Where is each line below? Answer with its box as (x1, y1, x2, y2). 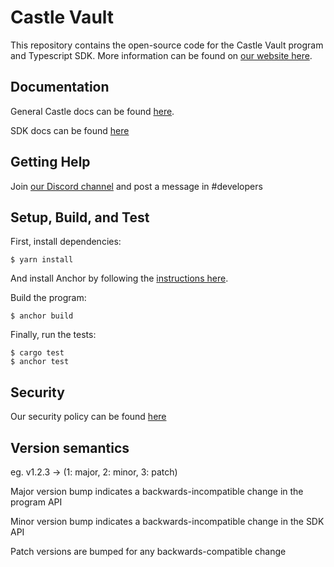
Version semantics (10, 439, 130, 456)
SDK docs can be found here (10, 124, 130, 136)
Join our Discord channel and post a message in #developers (10, 180, 263, 192)
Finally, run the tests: (10, 329, 97, 341)
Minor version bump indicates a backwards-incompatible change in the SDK (10, 516, 325, 527)
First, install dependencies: (10, 236, 122, 248)
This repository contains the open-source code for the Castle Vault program (10, 39, 324, 51)
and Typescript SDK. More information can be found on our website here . (10, 49, 313, 61)
